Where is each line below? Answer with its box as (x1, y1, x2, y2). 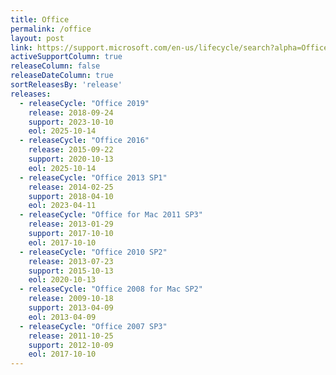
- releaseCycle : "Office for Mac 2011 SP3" (19, 210, 203, 220)
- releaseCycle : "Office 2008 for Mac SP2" (19, 284, 203, 295)
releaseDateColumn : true (10, 71, 114, 81)
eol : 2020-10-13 (28, 275, 97, 285)
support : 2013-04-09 (28, 303, 114, 313)
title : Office (10, 14, 70, 25)
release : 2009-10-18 (28, 294, 114, 304)
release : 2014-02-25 (28, 182, 114, 192)
